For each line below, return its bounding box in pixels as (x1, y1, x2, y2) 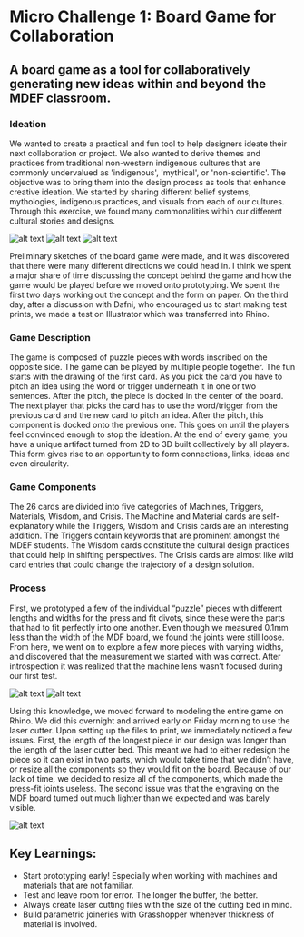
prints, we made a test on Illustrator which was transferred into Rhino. (9, 308, 270, 319)
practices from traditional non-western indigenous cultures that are (9, 157, 261, 168)
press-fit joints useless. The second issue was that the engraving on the (9, 782, 279, 793)
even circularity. (9, 458, 70, 469)
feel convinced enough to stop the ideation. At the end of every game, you (9, 429, 288, 440)
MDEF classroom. (9, 90, 112, 105)
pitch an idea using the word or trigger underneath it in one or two (9, 381, 257, 392)
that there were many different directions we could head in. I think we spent (9, 260, 292, 271)
